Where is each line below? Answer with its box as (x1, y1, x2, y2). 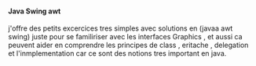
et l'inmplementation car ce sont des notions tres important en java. (8, 49, 227, 58)
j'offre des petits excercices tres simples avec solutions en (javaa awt (8, 24, 233, 33)
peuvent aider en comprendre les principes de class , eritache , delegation (8, 40, 249, 50)
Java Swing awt (8, 6, 61, 16)
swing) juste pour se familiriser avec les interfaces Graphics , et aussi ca (8, 32, 243, 42)
